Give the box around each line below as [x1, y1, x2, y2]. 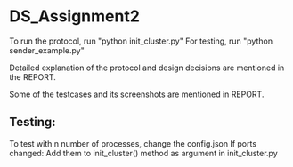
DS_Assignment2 [9, 6, 141, 27]
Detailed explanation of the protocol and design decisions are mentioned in [9, 62, 285, 73]
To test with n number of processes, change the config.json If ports [9, 138, 256, 148]
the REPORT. [9, 71, 56, 82]
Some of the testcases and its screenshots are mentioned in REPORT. [9, 89, 265, 99]
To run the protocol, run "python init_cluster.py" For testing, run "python [9, 36, 273, 46]
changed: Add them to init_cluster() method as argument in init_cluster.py [9, 147, 278, 158]
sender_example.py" [9, 44, 85, 55]
